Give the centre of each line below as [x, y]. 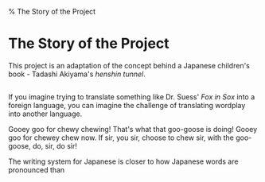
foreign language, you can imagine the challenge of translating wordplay [127, 106]
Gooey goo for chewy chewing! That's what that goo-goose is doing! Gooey [133, 130]
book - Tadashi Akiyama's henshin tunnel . [77, 74]
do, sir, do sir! [55, 146]
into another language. [45, 114]
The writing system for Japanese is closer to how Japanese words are [123, 161]
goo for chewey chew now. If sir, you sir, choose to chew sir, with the [121, 137]
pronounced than [37, 170]
